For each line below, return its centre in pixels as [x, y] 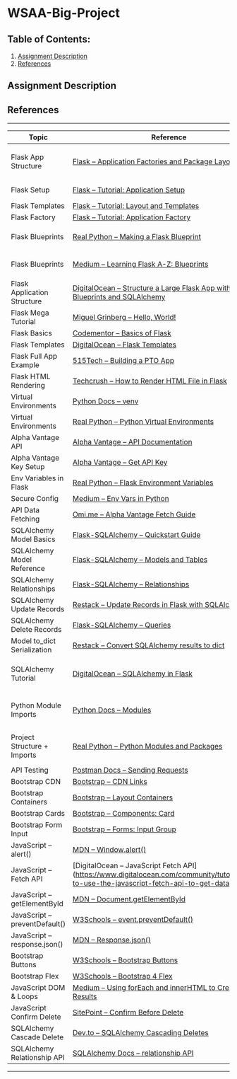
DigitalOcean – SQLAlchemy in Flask [133, 674]
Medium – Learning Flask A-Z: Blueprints [141, 265]
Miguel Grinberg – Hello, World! [124, 318]
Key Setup [28, 467]
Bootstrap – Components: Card [124, 814]
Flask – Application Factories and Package [143, 162]
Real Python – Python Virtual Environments [143, 422]
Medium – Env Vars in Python [121, 499]
